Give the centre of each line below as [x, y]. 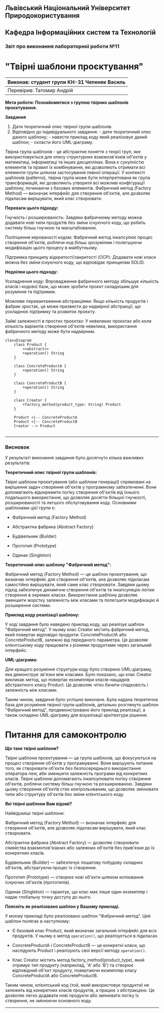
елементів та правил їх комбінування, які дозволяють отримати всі [75, 167]
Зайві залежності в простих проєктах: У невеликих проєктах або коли [78, 321]
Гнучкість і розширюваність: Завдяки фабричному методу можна [74, 217]
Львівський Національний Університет [68, 8]
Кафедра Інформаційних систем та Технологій [81, 32]
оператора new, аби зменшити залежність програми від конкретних [76, 773]
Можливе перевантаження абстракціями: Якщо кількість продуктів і [76, 301]
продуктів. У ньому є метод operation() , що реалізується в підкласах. [85, 936]
